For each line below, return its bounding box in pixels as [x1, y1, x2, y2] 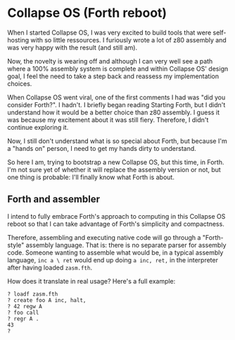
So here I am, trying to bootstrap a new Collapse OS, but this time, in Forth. [7, 157, 224, 166]
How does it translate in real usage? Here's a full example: [7, 277, 176, 285]
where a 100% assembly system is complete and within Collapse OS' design [7, 64, 229, 73]
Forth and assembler [7, 193, 101, 205]
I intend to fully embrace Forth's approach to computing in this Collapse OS [7, 212, 226, 220]
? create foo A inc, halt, [7, 296, 87, 304]
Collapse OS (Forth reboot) [7, 5, 167, 21]
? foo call [7, 309, 39, 316]
